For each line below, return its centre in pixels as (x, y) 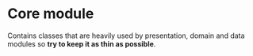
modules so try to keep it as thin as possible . (82, 43)
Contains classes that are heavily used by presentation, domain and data (126, 35)
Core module (51, 14)
